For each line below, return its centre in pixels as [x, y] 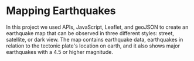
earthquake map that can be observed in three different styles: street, [90, 33]
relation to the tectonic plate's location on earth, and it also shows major [93, 46]
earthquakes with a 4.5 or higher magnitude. [59, 52]
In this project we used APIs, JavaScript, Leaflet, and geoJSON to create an [97, 27]
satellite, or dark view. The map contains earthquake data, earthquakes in [95, 39]
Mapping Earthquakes [61, 11]
